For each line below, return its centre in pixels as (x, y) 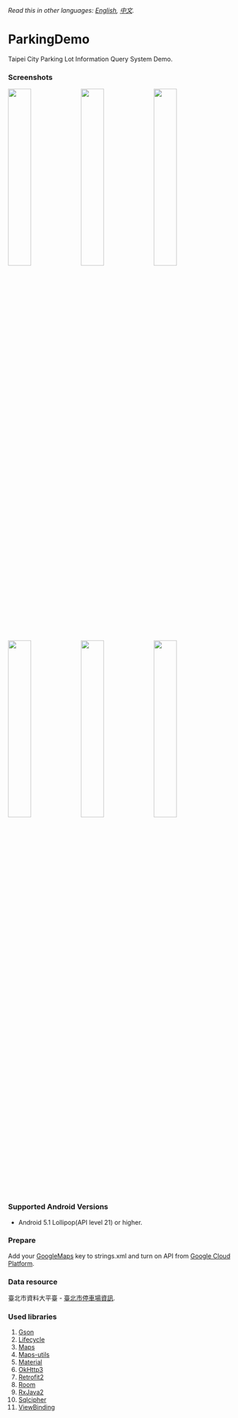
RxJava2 (31, 1393)
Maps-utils (34, 1355)
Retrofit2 (31, 1377)
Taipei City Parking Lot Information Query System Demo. (90, 59)
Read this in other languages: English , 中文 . (71, 10)
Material (30, 1362)
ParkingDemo (49, 39)
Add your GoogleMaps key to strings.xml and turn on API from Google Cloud (119, 1256)
